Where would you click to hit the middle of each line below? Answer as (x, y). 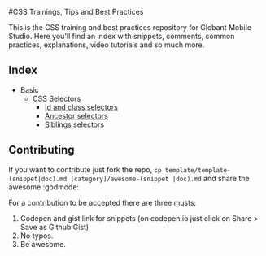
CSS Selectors (57, 98)
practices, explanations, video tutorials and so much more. (107, 45)
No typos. (37, 236)
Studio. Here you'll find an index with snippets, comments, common (122, 36)
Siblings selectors (74, 124)
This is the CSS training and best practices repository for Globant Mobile (130, 27)
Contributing (41, 150)
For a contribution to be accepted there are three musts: (102, 202)
